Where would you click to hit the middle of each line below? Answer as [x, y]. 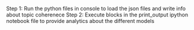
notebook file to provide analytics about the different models [80, 21]
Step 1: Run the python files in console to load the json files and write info [96, 9]
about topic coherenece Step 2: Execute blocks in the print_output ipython [97, 15]
